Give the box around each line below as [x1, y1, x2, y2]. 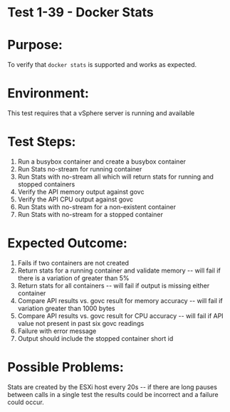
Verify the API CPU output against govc [17, 195, 134, 204]
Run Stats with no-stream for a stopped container [17, 211, 164, 218]
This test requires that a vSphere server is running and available [7, 109, 195, 117]
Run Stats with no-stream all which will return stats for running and [17, 172, 214, 181]
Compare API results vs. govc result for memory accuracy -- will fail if [17, 296, 223, 305]
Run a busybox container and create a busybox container [17, 157, 187, 166]
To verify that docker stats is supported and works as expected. [7, 60, 197, 69]
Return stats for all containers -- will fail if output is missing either [17, 281, 210, 290]
